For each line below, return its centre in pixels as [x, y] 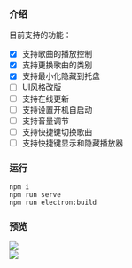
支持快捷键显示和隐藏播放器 [73, 143]
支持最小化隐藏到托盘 [61, 76]
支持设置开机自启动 [57, 109]
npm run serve [35, 195]
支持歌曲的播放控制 [57, 54]
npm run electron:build [53, 203]
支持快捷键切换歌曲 [57, 131]
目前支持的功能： [40, 35]
